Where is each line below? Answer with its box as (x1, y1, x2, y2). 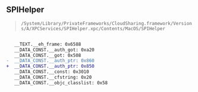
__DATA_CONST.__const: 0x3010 (14, 69, 89, 75)
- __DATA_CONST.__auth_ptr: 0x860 (6, 58, 95, 64)
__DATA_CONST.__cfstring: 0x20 (14, 74, 92, 81)
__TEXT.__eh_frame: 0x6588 (14, 41, 82, 47)
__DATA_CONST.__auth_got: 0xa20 (14, 47, 95, 53)
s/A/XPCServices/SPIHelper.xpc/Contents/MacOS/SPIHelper (20, 26, 166, 31)
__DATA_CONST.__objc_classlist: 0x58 (14, 80, 109, 85)
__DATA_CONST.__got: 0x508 (14, 52, 82, 58)
